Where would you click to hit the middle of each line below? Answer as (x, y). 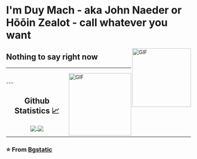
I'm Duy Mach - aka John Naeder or (94, 10)
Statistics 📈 (37, 111)
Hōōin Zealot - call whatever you (87, 23)
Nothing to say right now (52, 57)
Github (37, 101)
